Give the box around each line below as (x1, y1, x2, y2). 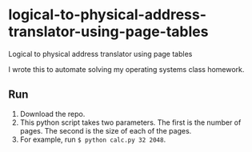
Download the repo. (19, 109, 86, 118)
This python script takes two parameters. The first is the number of (19, 118, 242, 127)
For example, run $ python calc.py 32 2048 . (19, 134, 166, 144)
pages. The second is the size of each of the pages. (19, 126, 192, 135)
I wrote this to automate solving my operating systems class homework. (8, 64, 245, 74)
